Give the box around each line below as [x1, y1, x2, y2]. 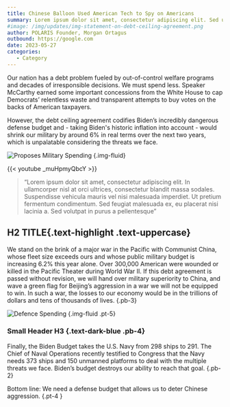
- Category [16, 55, 48, 62]
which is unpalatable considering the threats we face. [7, 138, 158, 146]
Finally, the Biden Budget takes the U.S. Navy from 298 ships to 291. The [7, 342, 212, 350]
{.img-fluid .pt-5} [68, 310, 116, 318]
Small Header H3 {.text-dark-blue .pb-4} [7, 327, 146, 336]
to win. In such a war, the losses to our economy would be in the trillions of [7, 289, 218, 297]
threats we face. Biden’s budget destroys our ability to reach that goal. [7, 364, 205, 372]
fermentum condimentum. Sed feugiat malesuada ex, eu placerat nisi [23, 200, 219, 208]
